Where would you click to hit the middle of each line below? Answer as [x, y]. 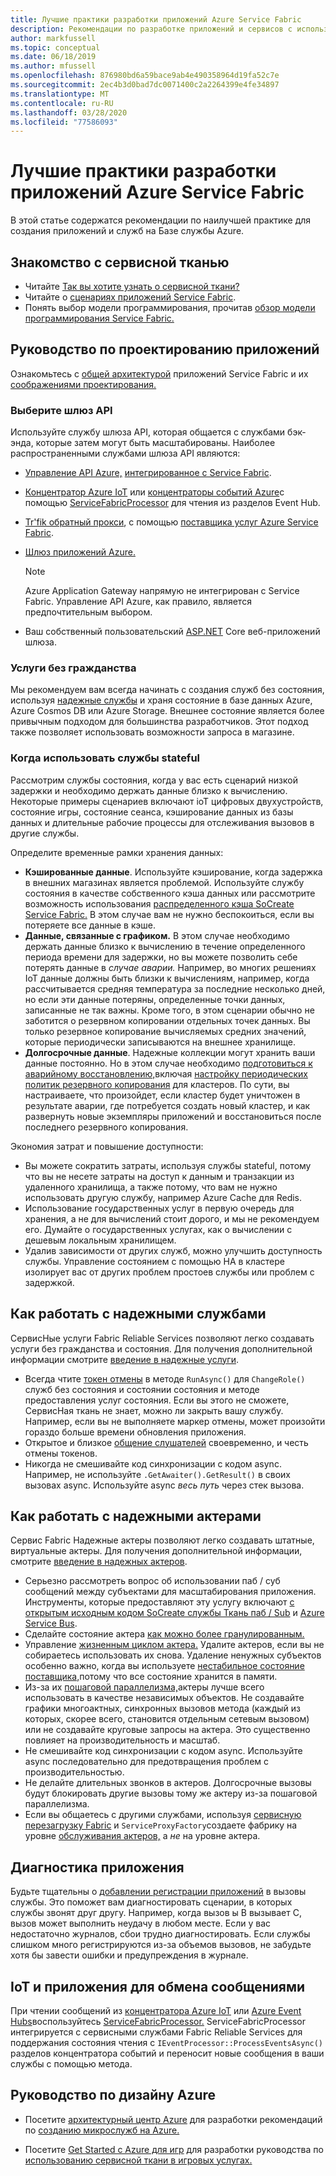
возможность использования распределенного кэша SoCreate [159, 903]
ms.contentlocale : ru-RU [62, 103]
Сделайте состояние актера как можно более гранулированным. [164, 1634]
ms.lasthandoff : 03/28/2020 [69, 112]
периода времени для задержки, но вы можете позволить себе [161, 957]
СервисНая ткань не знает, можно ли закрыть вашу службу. [154, 1410]
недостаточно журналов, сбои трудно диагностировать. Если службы [160, 1934]
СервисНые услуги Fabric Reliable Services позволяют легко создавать [162, 1338]
